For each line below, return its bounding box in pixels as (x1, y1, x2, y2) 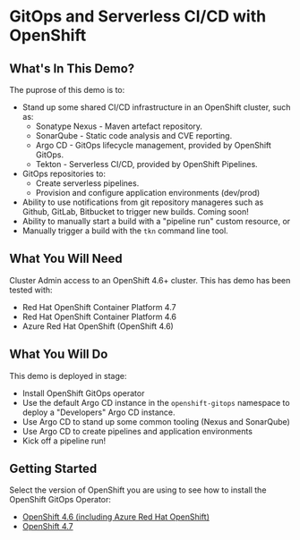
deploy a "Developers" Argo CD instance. (21, 407, 176, 418)
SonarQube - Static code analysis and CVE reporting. (35, 131, 233, 140)
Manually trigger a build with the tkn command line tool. (21, 225, 228, 236)
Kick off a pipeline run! (21, 435, 107, 446)
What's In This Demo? (9, 61, 135, 76)
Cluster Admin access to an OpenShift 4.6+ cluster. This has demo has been (9, 274, 291, 285)
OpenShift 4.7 (21, 521, 73, 532)
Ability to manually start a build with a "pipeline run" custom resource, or (21, 216, 291, 226)
